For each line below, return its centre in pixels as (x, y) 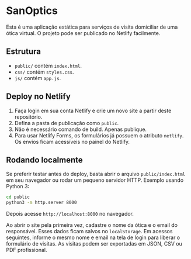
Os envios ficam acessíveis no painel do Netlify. (72, 141)
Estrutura (24, 52)
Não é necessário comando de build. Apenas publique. (81, 129)
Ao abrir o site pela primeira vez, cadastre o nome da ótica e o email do (92, 225)
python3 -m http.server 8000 (41, 203)
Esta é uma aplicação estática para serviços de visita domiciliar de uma (92, 27)
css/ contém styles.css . (44, 72)
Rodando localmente (44, 160)
